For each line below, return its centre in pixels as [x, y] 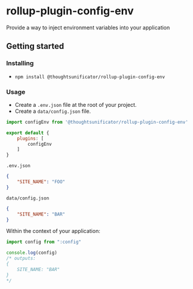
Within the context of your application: [53, 231]
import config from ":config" [44, 242]
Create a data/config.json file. [53, 111]
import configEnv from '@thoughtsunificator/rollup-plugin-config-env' [97, 122]
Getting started [35, 46]
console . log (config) [32, 253]
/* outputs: [21, 259]
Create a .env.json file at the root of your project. [76, 104]
